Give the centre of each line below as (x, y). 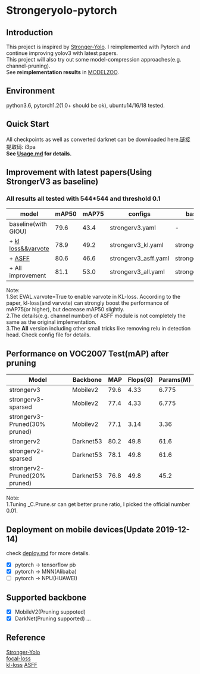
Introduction (30, 33)
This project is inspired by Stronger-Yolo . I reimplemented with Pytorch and (98, 47)
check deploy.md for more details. (48, 553)
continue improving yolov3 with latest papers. (62, 53)
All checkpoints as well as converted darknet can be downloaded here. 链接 (98, 139)
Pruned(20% (27, 476)
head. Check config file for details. (49, 335)
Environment (31, 91)
